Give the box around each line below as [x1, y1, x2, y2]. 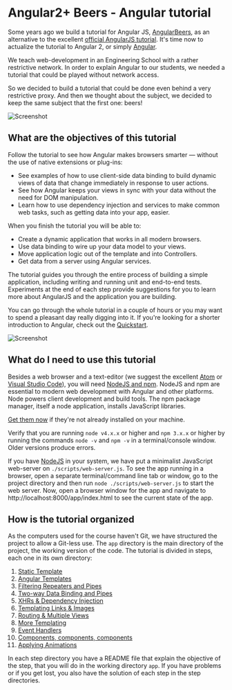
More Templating [17, 619, 66, 627]
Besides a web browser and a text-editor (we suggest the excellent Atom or [8, 372, 223, 381]
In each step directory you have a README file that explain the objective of [8, 654, 221, 662]
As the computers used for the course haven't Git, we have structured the [8, 532, 217, 541]
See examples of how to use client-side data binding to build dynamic [17, 171, 217, 179]
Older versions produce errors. [8, 443, 96, 451]
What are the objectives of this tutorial [8, 132, 177, 144]
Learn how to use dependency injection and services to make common [17, 201, 220, 209]
